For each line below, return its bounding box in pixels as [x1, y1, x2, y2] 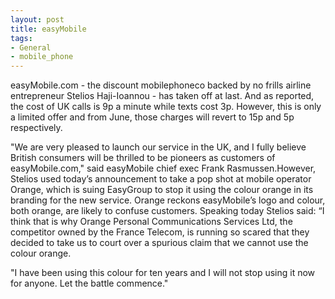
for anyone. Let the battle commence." [10, 277, 169, 290]
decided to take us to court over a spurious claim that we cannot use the [10, 237, 309, 249]
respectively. [10, 122, 63, 134]
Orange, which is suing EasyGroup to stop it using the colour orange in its [10, 184, 314, 196]
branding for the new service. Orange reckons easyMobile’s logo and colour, [10, 194, 326, 206]
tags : [10, 33, 33, 43]
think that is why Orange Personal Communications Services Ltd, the [10, 216, 293, 228]
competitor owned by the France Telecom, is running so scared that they [10, 226, 310, 238]
